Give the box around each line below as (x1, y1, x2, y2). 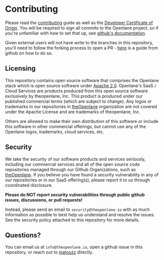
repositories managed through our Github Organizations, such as (5, 166, 136, 173)
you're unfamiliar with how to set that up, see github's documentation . (5, 30, 146, 36)
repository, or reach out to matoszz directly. (5, 249, 94, 255)
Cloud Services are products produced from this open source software (5, 87, 148, 94)
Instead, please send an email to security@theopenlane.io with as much (5, 206, 150, 212)
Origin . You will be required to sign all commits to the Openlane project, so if (5, 25, 159, 30)
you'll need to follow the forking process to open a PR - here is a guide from (5, 45, 158, 51)
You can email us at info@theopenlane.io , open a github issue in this (5, 244, 143, 250)
